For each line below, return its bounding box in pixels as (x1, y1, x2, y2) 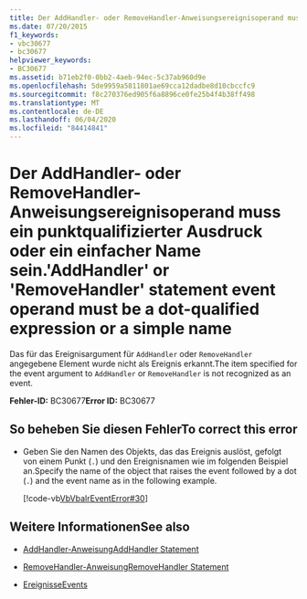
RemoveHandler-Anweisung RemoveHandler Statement (22, 561, 229, 572)
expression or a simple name (9, 319, 232, 339)
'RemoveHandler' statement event (9, 279, 276, 300)
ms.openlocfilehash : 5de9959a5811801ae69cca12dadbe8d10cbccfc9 (9, 81, 256, 90)
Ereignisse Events (22, 579, 89, 590)
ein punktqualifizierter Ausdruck (9, 221, 263, 242)
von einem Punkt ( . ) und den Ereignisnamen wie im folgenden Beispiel (22, 456, 289, 467)
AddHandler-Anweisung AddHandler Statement (22, 543, 199, 554)
